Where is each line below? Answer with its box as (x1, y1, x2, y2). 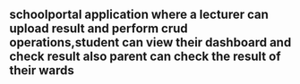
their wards (9, 63, 74, 79)
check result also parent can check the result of (9, 49, 281, 64)
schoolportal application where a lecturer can (9, 7, 269, 22)
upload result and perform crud (9, 21, 188, 37)
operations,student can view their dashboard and (9, 35, 292, 50)
